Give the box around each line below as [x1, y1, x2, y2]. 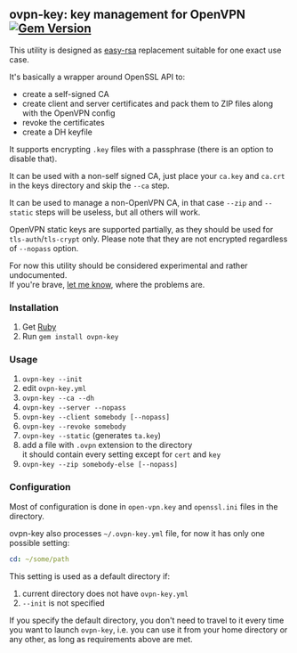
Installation [9, 301, 60, 314]
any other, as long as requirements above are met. [9, 633, 193, 644]
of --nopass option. [9, 242, 79, 253]
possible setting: [9, 537, 70, 548]
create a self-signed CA [21, 88, 109, 99]
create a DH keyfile [21, 127, 93, 137]
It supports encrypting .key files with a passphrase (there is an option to [9, 143, 274, 154]
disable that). [9, 153, 58, 164]
